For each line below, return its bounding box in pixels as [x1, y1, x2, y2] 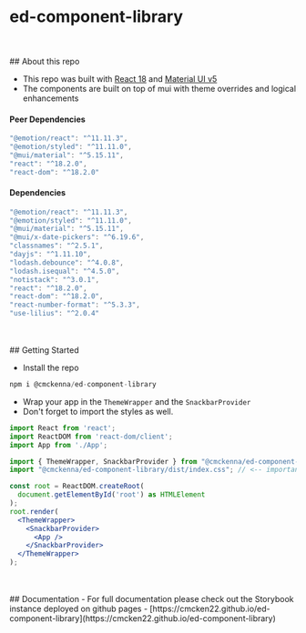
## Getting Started [9, 345, 79, 356]
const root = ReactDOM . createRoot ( [9, 482, 145, 491]
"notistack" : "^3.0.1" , [9, 275, 100, 284]
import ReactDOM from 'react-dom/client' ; [9, 432, 173, 441]
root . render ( [9, 507, 59, 516]
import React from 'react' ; [9, 423, 117, 433]
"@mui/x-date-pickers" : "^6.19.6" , [9, 233, 145, 242]
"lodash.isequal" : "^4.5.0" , [9, 266, 120, 276]
